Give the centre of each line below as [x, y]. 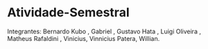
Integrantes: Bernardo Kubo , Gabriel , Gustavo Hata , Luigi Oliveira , [104, 31]
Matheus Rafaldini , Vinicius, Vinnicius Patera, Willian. [84, 38]
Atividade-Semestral [68, 13]
